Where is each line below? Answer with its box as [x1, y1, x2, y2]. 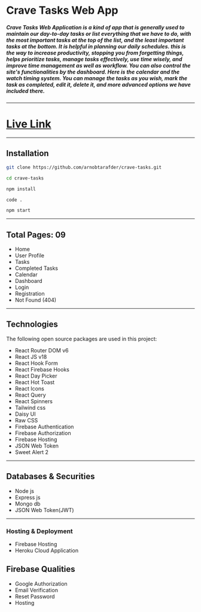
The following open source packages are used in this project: [6, 335, 157, 342]
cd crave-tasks [6, 175, 44, 181]
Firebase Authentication [14, 423, 74, 430]
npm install [6, 186, 36, 192]
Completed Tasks [14, 264, 59, 272]
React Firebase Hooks [14, 366, 70, 373]
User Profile [14, 252, 45, 259]
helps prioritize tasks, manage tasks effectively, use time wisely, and [6, 55, 182, 63]
